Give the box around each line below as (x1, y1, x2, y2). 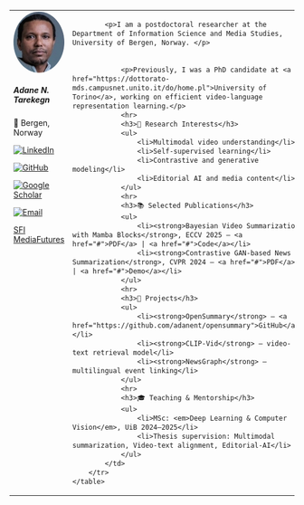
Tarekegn (13, 94, 51, 105)
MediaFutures (13, 233, 65, 244)
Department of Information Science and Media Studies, (71, 29, 283, 38)
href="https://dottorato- (71, 74, 170, 83)
